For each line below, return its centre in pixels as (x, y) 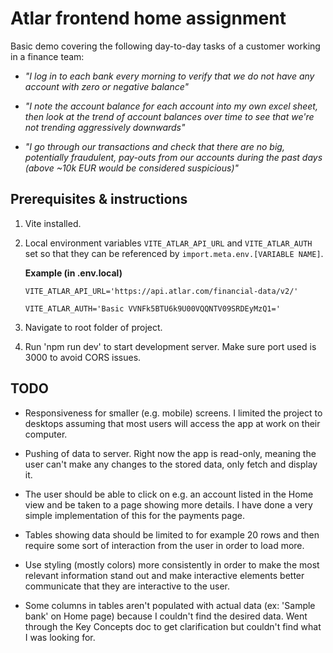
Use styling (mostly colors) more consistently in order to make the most (172, 564)
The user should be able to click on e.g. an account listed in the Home (169, 494)
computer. (46, 434)
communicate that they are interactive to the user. (127, 586)
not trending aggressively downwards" (105, 127)
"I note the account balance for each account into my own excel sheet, (171, 106)
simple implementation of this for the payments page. (134, 515)
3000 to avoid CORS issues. (83, 357)
